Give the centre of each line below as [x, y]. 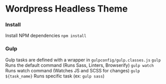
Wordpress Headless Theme [67, 9]
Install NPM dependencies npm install [46, 35]
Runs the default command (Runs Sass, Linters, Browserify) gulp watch [79, 65]
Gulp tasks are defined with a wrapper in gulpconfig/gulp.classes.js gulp [83, 60]
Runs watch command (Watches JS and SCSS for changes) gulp [73, 70]
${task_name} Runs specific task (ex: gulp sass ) [55, 76]
